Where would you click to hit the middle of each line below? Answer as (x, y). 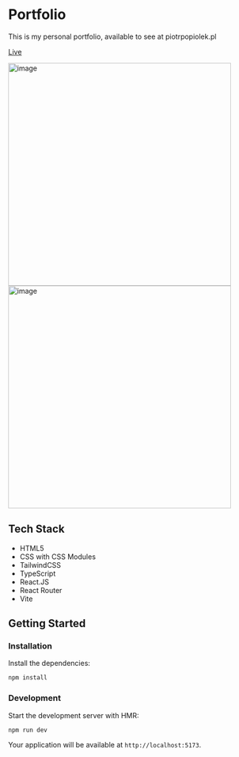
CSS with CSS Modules (58, 557)
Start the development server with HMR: (74, 715)
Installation (30, 646)
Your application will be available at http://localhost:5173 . (105, 745)
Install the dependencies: (49, 664)
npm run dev (28, 730)
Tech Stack (36, 529)
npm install (28, 678)
